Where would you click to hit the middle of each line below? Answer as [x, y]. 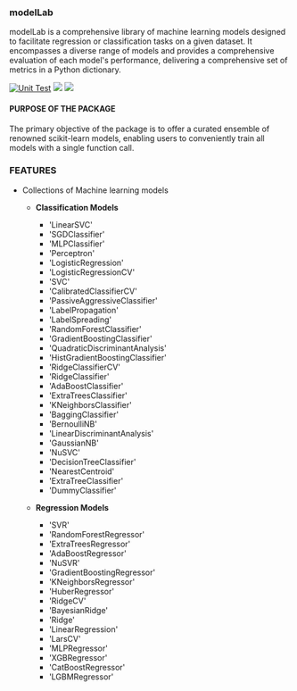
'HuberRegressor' [81, 591]
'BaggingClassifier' [83, 414]
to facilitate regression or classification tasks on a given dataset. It [131, 41]
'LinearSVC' [71, 224]
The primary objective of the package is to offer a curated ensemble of [140, 129]
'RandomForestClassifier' [95, 329]
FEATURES [33, 171]
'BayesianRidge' [78, 610]
